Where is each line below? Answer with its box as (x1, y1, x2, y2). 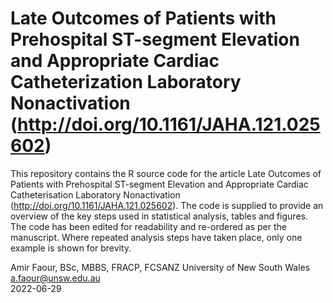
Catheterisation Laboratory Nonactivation (10, 188, 181, 201)
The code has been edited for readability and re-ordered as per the (10, 220, 288, 232)
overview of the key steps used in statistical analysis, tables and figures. (10, 210, 308, 222)
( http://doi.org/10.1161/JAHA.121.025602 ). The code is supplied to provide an (10, 199, 324, 211)
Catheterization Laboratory (10, 71, 242, 94)
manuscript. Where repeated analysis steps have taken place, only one (10, 231, 303, 243)
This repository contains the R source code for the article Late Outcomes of (10, 167, 322, 179)
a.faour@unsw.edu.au (10, 272, 101, 284)
